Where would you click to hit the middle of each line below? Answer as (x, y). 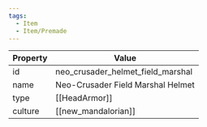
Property (30, 58)
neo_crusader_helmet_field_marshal (124, 72)
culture (26, 112)
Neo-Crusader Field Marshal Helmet (125, 85)
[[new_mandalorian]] (96, 112)
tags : (17, 16)
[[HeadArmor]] (84, 98)
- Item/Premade (41, 31)
